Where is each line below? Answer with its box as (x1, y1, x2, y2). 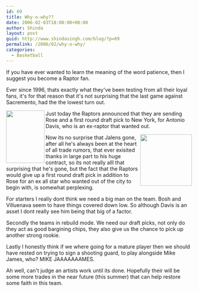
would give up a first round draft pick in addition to (6, 171, 129, 178)
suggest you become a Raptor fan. (6, 75, 90, 82)
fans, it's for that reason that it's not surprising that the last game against (6, 92, 183, 99)
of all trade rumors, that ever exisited (45, 146, 136, 153)
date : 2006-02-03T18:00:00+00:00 (6, 19, 88, 25)
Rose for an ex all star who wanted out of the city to (6, 178, 131, 185)
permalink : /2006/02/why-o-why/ (6, 42, 85, 48)
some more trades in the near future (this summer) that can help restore (6, 273, 181, 280)
